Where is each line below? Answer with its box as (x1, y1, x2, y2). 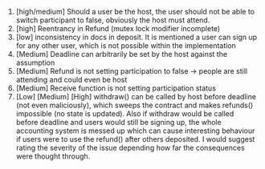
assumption (15, 58, 55, 67)
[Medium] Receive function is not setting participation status (15, 83, 217, 93)
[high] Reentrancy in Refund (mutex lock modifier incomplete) (15, 24, 221, 33)
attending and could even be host (15, 75, 128, 84)
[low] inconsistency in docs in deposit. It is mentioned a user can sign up (15, 32, 258, 42)
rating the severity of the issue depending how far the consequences (15, 143, 245, 152)
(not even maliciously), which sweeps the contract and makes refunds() (15, 100, 254, 110)
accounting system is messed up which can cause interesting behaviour (15, 126, 255, 135)
